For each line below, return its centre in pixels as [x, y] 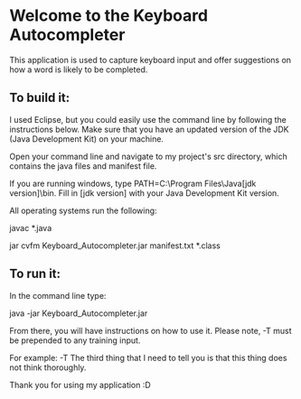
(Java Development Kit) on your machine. [87, 139]
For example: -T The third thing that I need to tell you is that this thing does [148, 357]
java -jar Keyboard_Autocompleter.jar [79, 313]
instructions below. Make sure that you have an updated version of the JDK [149, 129]
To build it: [40, 98]
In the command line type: [58, 295]
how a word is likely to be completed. [79, 70]
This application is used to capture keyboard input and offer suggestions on [150, 60]
